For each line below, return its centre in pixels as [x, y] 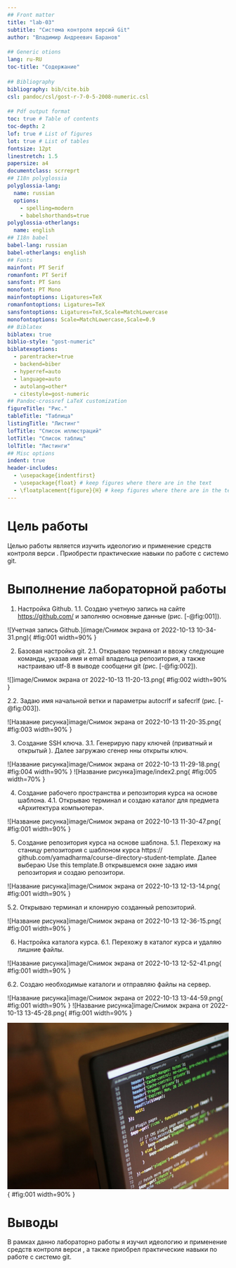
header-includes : [33, 468]
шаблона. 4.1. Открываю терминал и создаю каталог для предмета [118, 800]
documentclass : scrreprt [44, 171]
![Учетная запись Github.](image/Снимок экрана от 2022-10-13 [101, 630]
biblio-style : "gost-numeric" [52, 342]
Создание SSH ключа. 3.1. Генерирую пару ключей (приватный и [115, 742]
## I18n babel [28, 238]
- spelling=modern [47, 208]
